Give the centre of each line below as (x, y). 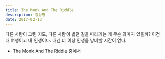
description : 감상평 (25, 15)
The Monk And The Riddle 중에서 (47, 51)
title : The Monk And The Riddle (39, 10)
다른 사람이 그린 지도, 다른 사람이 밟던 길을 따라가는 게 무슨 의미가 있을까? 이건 (83, 34)
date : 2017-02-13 (24, 19)
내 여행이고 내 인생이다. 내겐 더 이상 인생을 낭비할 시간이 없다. (66, 40)
